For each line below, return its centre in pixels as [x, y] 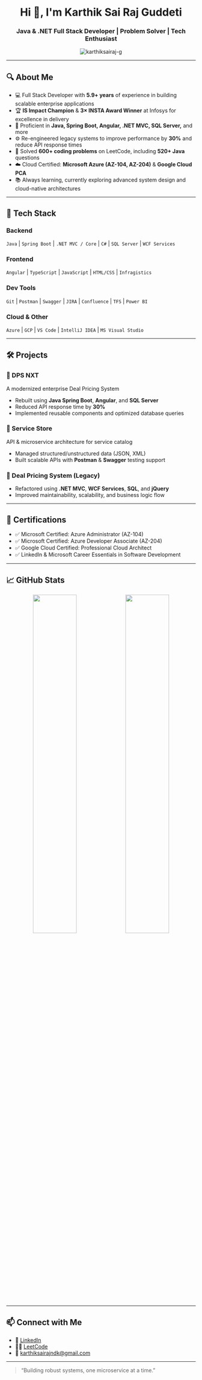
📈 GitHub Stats [35, 581]
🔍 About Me [30, 77]
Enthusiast [101, 39]
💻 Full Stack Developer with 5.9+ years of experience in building [96, 95]
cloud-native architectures [48, 189]
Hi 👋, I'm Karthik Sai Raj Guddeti [101, 12]
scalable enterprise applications [54, 104]
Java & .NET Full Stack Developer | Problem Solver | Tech [101, 31]
